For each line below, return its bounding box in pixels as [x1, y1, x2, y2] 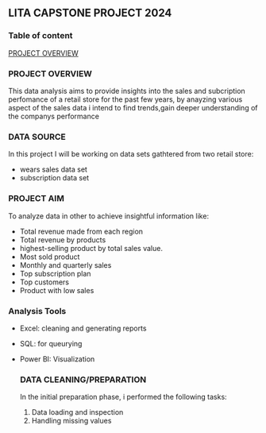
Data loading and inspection [31, 408, 124, 417]
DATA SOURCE [8, 131, 66, 142]
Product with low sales [19, 285, 94, 295]
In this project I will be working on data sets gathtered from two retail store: [8, 149, 254, 159]
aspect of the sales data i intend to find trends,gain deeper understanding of [8, 102, 258, 112]
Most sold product [19, 252, 80, 261]
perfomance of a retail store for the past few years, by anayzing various [8, 95, 243, 104]
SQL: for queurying [19, 338, 83, 348]
